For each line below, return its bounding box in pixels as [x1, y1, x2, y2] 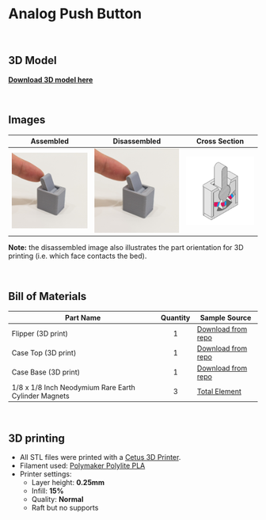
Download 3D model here [8, 74, 93, 84]
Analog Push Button [8, 5, 142, 23]
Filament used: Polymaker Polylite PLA [19, 461, 146, 471]
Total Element [196, 387, 241, 397]
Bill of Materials [8, 290, 87, 303]
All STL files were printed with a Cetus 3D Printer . [19, 453, 181, 462]
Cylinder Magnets [11, 391, 70, 400]
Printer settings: [19, 469, 73, 479]
